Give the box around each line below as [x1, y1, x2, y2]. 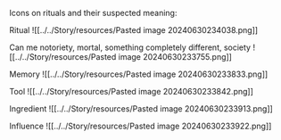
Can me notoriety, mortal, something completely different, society [9, 42, 252, 53]
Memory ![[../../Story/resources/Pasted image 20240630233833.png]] [9, 69, 269, 79]
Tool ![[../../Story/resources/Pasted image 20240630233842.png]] [9, 86, 254, 96]
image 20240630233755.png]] [118, 52, 232, 62]
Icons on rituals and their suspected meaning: [9, 8, 178, 18]
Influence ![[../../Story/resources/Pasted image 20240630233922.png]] [9, 120, 272, 131]
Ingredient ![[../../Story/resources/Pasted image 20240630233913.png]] [9, 103, 274, 114]
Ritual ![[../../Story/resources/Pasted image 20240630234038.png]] [9, 25, 259, 35]
